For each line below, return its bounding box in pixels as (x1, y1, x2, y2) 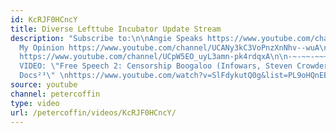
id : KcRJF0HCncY (10, 14, 78, 25)
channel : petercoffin (10, 89, 101, 99)
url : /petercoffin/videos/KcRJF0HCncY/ (10, 107, 177, 118)
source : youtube (10, 80, 78, 90)
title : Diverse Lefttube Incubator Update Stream (10, 24, 222, 34)
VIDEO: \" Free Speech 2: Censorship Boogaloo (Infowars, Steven (19, 61, 293, 71)
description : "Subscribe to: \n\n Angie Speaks (10, 33, 203, 43)
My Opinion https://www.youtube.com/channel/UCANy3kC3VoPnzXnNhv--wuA (19, 42, 320, 53)
